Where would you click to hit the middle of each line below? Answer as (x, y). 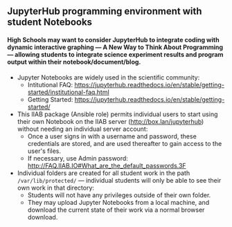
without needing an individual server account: (82, 129)
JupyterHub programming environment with (105, 11)
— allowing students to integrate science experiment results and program (115, 54)
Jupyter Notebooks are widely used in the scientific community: (108, 77)
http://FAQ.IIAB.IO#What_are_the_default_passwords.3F (107, 165)
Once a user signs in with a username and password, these (112, 136)
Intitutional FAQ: (50, 84)
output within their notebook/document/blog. (74, 62)
